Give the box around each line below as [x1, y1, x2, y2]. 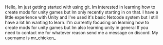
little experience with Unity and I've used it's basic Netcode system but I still [5, 15, 158, 20]
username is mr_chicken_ [5, 35, 56, 41]
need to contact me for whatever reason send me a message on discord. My [5, 30, 159, 35]
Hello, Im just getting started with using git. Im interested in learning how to [5, 4, 156, 10]
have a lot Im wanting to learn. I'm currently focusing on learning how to [5, 19, 149, 25]
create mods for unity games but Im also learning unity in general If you [5, 25, 148, 30]
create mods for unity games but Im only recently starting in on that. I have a [5, 9, 159, 15]
